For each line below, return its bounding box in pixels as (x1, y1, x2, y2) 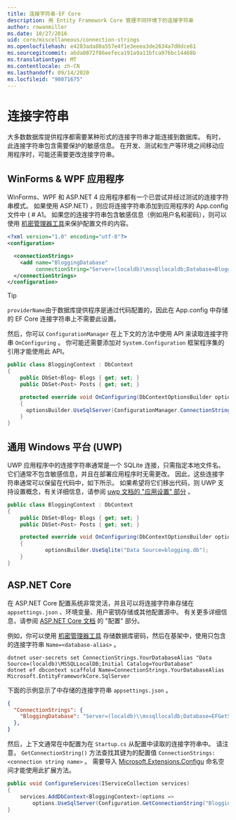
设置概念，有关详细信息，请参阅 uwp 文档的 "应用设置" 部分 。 (13, 487, 195, 496)
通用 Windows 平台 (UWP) (7, 441, 123, 453)
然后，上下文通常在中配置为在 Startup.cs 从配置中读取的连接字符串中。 (7, 740, 215, 748)
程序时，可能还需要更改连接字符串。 (13, 150, 118, 159)
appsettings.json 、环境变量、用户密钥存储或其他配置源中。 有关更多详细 (7, 608, 221, 616)
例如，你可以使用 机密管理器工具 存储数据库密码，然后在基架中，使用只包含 (7, 631, 226, 640)
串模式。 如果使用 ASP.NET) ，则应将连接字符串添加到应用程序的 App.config (7, 202, 228, 210)
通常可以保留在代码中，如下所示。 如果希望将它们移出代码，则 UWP (19, 478, 216, 487)
